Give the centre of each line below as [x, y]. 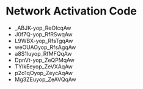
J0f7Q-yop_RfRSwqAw [43, 34]
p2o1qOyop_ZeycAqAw [43, 73]
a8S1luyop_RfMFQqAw [43, 53]
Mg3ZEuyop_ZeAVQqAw [45, 79]
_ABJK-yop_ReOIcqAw [43, 28]
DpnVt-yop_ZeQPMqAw [44, 60]
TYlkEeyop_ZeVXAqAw [43, 66]
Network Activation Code [71, 11]
